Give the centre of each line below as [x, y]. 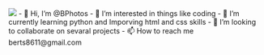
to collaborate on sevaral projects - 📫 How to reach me [101, 31]
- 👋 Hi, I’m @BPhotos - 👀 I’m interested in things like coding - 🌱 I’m [129, 14]
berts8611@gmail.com [45, 42]
